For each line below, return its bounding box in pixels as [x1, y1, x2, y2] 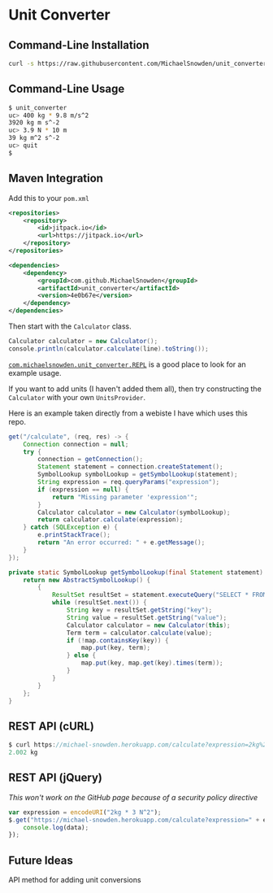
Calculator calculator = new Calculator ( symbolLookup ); [37, 508, 231, 516]
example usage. [8, 368, 62, 377]
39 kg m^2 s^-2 [8, 134, 60, 142]
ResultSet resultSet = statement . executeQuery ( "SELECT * [51, 591, 249, 599]
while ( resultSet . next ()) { [51, 599, 148, 607]
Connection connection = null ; [23, 440, 129, 448]
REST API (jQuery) [8, 771, 103, 785]
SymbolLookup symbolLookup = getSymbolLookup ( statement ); [37, 470, 238, 479]
